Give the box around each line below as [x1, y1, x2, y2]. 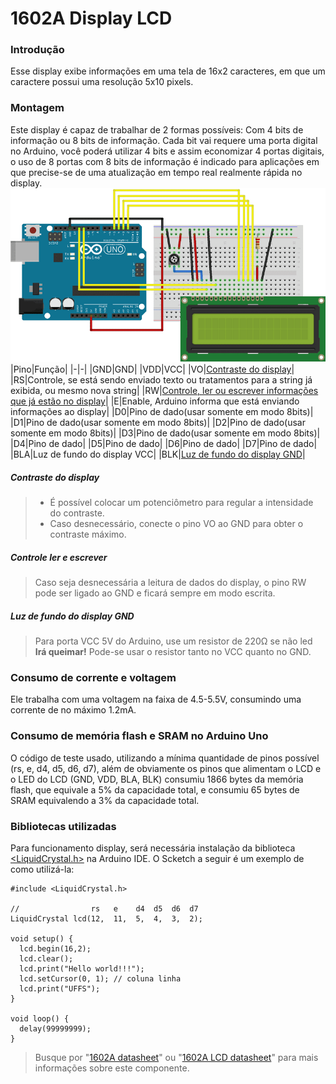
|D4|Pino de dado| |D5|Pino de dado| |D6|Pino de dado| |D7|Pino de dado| [10, 438, 318, 450]
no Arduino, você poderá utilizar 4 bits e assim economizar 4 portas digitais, [10, 145, 325, 157]
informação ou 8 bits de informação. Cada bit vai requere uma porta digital [10, 134, 318, 146]
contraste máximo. [49, 528, 127, 541]
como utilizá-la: [10, 863, 75, 876]
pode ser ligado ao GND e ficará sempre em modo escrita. [34, 587, 276, 599]
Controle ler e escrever [10, 551, 108, 563]
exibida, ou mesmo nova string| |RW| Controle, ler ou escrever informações [10, 385, 319, 397]
